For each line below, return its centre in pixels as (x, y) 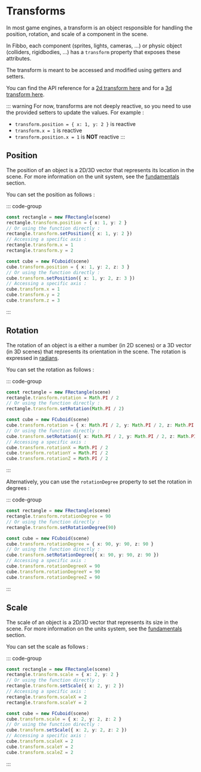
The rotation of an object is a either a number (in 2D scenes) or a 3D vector (99, 345)
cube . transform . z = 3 (33, 301)
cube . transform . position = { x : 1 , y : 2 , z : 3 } (68, 267)
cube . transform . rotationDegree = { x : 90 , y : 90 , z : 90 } (80, 544)
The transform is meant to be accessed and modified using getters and (94, 70)
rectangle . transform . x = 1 (40, 245)
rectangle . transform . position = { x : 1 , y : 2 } (67, 223)
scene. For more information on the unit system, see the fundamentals (93, 176)
